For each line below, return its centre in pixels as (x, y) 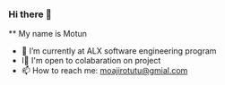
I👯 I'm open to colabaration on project (91, 61)
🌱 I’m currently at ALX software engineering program (119, 51)
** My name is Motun (48, 34)
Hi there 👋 (30, 14)
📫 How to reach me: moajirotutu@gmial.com (104, 71)
